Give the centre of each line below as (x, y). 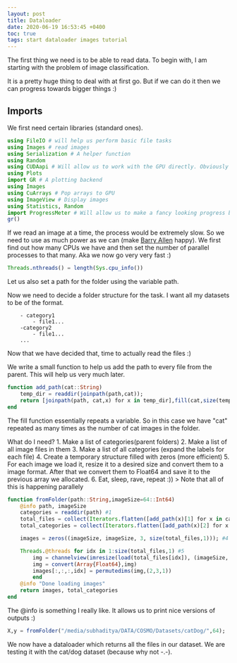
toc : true (22, 33)
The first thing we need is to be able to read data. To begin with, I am (107, 60)
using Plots (25, 173)
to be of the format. (36, 303)
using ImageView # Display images (58, 199)
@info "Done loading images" (63, 584)
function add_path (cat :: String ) (55, 388)
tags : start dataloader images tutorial (68, 40)
